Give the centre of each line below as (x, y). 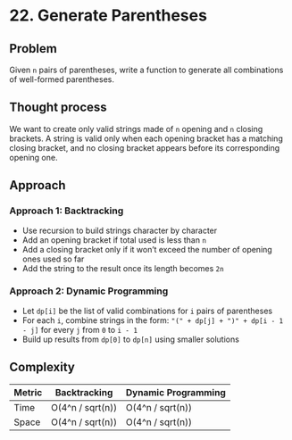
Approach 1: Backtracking (67, 211)
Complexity (42, 367)
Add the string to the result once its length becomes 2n (123, 268)
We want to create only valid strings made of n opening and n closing (136, 129)
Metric (28, 392)
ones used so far (53, 259)
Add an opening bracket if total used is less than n (114, 240)
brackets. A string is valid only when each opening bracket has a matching (146, 138)
